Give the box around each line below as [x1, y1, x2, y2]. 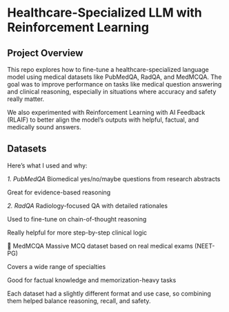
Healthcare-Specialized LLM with [7, 5, 202, 21]
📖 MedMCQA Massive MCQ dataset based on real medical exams [7, 241, 193, 250]
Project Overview [7, 47, 83, 59]
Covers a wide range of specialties [7, 262, 106, 270]
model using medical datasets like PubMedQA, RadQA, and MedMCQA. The [7, 73, 222, 81]
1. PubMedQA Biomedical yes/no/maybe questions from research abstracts [7, 174, 221, 183]
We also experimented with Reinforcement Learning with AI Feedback [7, 109, 206, 116]
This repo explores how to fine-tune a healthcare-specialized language [7, 66, 209, 73]
